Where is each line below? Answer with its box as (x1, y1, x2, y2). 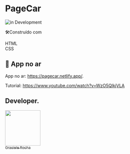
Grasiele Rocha (5, 145, 31, 150)
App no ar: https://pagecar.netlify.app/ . (5, 73, 84, 79)
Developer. (5, 97, 39, 105)
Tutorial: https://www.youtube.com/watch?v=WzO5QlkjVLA (5, 82, 125, 89)
